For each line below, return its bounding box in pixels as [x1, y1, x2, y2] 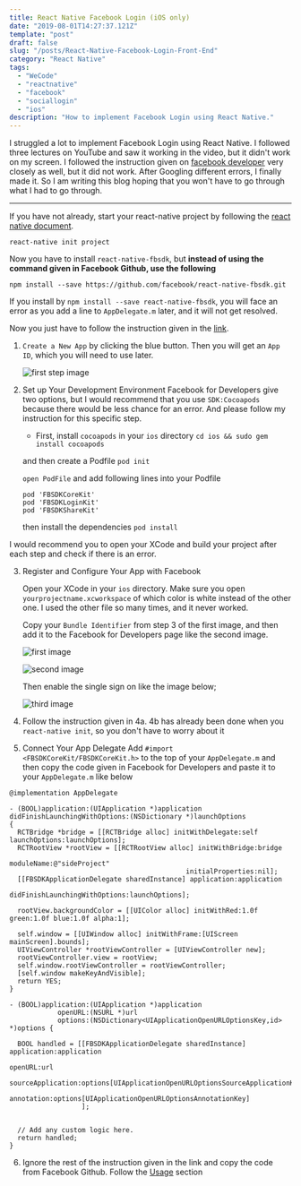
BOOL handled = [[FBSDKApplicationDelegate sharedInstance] [17, 1040, 246, 1049]
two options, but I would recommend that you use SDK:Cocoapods [21, 394, 261, 405]
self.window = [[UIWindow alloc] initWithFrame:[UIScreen [17, 930, 239, 939]
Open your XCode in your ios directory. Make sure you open [21, 583, 245, 594]
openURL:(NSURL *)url [56, 1009, 139, 1018]
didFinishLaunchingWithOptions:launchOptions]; [9, 890, 191, 900]
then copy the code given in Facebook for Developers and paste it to [21, 762, 276, 773]
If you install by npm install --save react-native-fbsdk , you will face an [9, 296, 279, 307]
